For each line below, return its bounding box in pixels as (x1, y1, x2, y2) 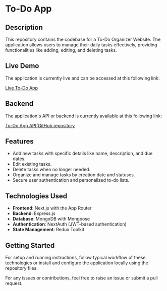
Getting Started (5, 241, 55, 250)
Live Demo (5, 61, 39, 70)
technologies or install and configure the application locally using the (5, 260, 149, 266)
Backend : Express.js (12, 210, 55, 216)
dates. (12, 156, 26, 162)
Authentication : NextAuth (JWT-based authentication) (12, 221, 127, 227)
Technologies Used (5, 192, 67, 200)
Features (5, 137, 34, 146)
